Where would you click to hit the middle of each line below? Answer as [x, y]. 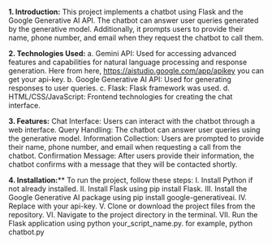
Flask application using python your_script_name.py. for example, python [131, 223]
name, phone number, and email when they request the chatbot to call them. [136, 37]
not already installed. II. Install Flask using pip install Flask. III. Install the [128, 189]
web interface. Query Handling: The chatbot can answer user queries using [134, 130]
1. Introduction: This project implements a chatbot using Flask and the [126, 12]
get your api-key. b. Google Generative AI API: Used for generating [120, 79]
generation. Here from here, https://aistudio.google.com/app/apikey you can [136, 71]
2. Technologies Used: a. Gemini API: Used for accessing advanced [123, 53]
